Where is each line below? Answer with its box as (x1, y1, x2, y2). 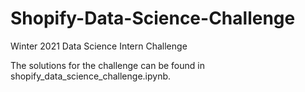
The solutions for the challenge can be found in (10, 59, 205, 71)
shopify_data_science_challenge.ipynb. (10, 70, 172, 82)
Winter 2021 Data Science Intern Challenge (10, 40, 188, 52)
